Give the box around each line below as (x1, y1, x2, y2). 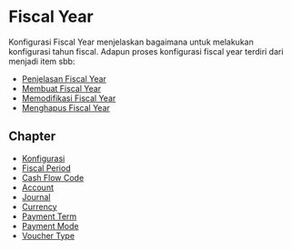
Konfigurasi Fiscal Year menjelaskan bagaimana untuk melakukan (8, 36, 254, 47)
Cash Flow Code (21, 172, 85, 183)
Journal (21, 191, 51, 202)
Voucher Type (21, 230, 75, 241)
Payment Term (21, 211, 77, 222)
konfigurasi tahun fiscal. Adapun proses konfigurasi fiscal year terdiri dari (8, 45, 284, 56)
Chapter (8, 129, 56, 145)
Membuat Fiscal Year (21, 83, 102, 94)
